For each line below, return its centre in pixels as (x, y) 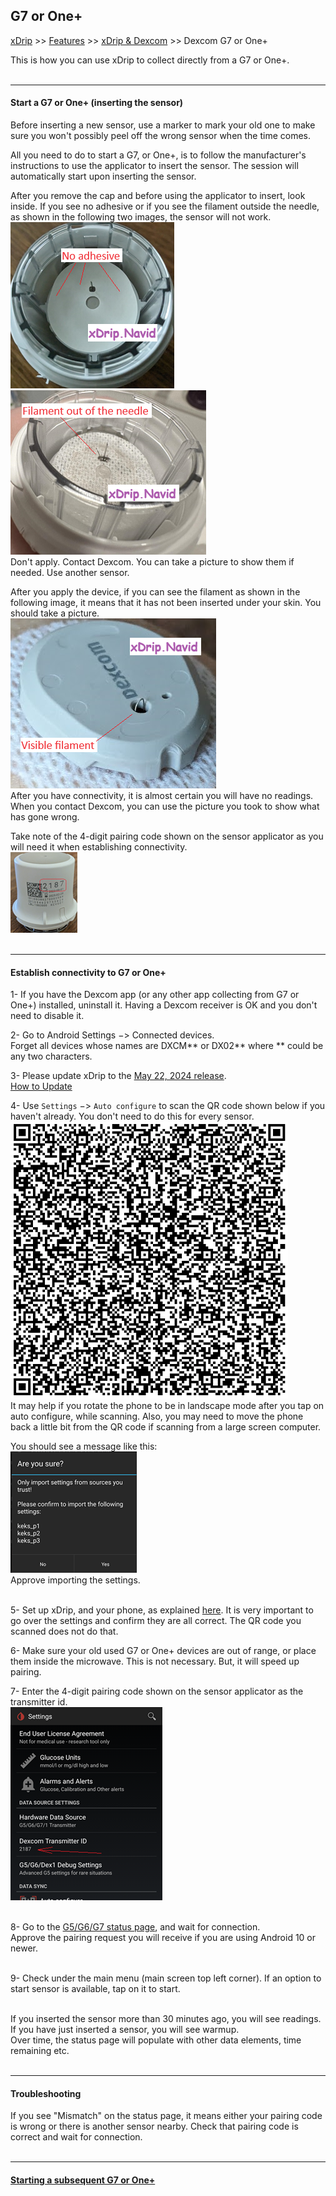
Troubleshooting (46, 2093)
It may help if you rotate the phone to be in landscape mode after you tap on (167, 1406)
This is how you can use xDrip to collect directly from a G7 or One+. (150, 60)
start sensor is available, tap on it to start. (95, 1989)
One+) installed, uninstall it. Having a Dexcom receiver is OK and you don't (164, 1005)
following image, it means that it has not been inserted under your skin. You (166, 603)
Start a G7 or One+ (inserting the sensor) (97, 103)
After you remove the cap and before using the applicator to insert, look (158, 196)
